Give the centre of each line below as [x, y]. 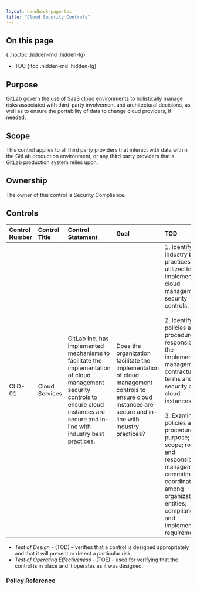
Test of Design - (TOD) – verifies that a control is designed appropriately [102, 547]
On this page [30, 41]
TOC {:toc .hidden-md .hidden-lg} [55, 66]
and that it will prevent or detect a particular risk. [73, 553]
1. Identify [179, 247]
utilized [174, 269]
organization [134, 353]
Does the [129, 346]
